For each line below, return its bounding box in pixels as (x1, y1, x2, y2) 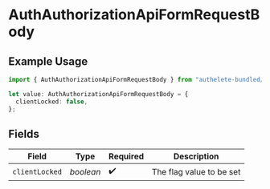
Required (108, 151, 145, 162)
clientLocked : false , (15, 98, 88, 106)
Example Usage (8, 54, 88, 68)
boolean (69, 166, 101, 177)
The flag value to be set (151, 166, 241, 177)
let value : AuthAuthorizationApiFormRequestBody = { (8, 90, 189, 98)
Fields (8, 127, 40, 141)
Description (173, 151, 219, 162)
